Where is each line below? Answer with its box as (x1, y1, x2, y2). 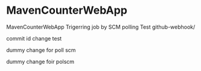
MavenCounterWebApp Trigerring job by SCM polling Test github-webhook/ (6, 23, 196, 30)
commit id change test (6, 35, 62, 42)
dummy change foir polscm (6, 58, 74, 65)
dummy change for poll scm (6, 46, 76, 54)
